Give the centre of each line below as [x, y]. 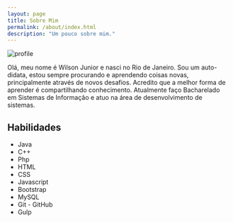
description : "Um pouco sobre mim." [61, 34]
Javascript [33, 182]
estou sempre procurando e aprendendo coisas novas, [109, 75]
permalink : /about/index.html [52, 27]
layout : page [27, 14]
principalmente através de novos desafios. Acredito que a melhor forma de [116, 83]
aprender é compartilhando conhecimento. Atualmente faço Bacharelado [114, 90]
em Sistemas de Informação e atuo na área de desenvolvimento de [105, 98]
